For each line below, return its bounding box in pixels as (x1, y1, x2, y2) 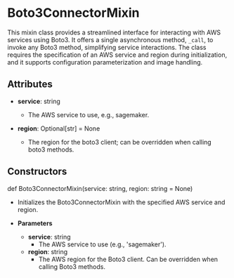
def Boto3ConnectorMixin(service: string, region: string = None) (7, 184, 193, 192)
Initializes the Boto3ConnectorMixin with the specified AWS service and (17, 198, 226, 206)
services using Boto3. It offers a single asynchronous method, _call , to (7, 35, 214, 44)
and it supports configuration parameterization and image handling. (7, 58, 203, 66)
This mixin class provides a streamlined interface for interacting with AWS (7, 28, 221, 37)
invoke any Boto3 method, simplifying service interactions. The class (7, 43, 207, 51)
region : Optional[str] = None (17, 124, 100, 133)
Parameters (17, 219, 53, 227)
